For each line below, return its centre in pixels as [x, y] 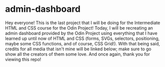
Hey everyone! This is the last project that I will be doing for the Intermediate [83, 23]
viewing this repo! [23, 59]
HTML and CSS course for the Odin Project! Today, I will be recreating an [79, 28]
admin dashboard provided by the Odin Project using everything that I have [81, 33]
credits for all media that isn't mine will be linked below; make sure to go [78, 49]
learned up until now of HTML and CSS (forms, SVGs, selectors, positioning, [82, 38]
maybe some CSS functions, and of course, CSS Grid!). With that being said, [82, 43]
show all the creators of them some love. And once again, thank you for [78, 54]
